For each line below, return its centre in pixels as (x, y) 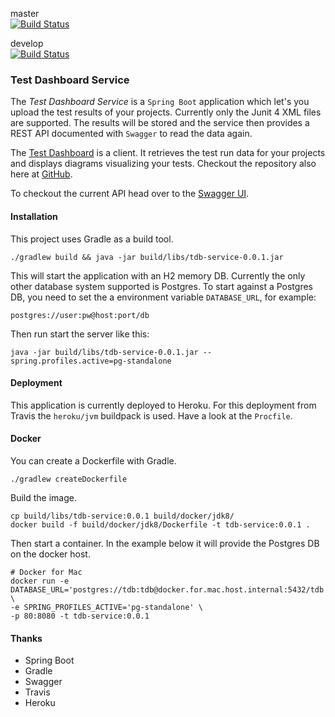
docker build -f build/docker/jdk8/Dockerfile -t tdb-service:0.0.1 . (160, 524)
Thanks (26, 638)
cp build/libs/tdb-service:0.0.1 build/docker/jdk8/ (122, 516)
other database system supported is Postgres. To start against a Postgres (161, 286)
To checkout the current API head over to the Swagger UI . (130, 194)
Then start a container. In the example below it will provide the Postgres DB (165, 543)
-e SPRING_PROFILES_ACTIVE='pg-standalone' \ (106, 607)
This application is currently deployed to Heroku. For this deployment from (163, 405)
